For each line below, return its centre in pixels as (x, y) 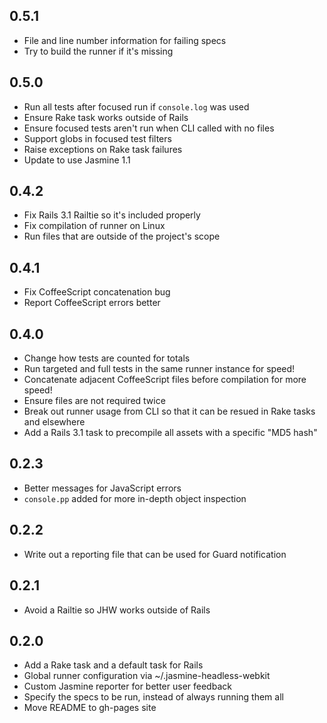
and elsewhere (54, 422)
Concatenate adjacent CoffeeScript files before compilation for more (165, 380)
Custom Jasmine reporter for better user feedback (127, 686)
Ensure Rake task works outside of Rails (106, 117)
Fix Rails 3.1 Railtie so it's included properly (112, 215)
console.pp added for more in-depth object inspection (135, 498)
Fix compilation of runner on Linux (94, 226)
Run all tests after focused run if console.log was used (136, 106)
